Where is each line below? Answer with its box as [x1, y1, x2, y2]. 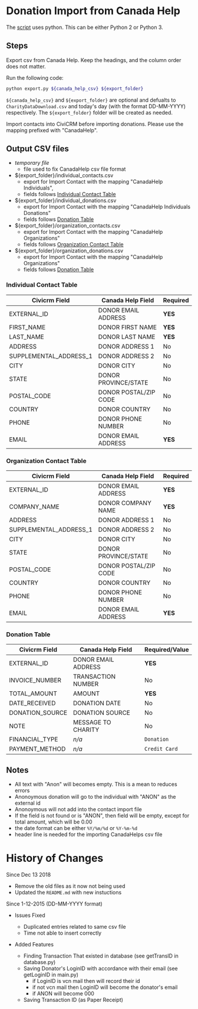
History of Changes [6, 852, 104, 865]
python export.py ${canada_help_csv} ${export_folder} [6, 86, 144, 92]
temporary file [14, 160, 49, 167]
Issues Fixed [14, 912, 45, 919]
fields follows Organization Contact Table [23, 241, 124, 248]
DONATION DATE [72, 699, 121, 707]
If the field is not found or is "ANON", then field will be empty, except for [14, 812, 190, 819]
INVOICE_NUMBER [9, 676, 62, 685]
